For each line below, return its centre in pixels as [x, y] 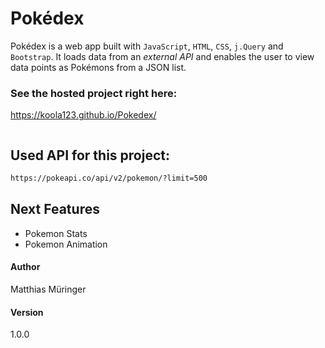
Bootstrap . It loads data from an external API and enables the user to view [162, 56]
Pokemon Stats [56, 233]
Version [27, 312]
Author [25, 267]
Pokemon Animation [66, 244]
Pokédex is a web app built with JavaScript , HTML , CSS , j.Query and [147, 46]
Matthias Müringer [48, 289]
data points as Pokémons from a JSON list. [98, 67]
